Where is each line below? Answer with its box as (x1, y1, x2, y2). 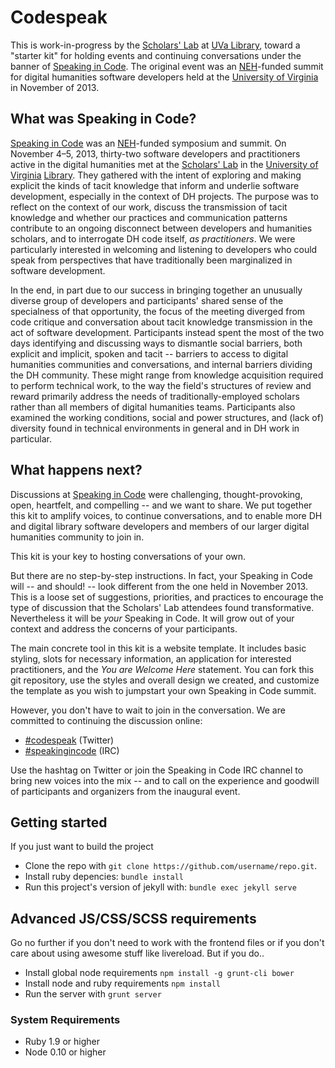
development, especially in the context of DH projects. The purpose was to (10, 190, 319, 202)
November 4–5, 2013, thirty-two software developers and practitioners (10, 147, 301, 160)
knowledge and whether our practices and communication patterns (10, 211, 288, 223)
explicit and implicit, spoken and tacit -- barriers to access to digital (10, 347, 289, 360)
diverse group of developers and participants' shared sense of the (10, 294, 284, 306)
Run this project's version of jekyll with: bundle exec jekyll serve (24, 881, 297, 893)
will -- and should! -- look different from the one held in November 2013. (10, 580, 308, 592)
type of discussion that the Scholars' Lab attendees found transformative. (10, 601, 315, 613)
